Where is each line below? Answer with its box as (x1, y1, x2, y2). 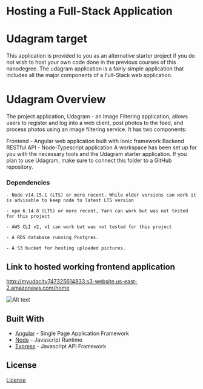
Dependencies (6, 178, 50, 186)
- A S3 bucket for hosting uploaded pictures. (6, 245, 126, 251)
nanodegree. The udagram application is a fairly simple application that (6, 65, 184, 72)
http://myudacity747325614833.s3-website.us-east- (6, 278, 138, 285)
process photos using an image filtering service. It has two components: (6, 126, 187, 133)
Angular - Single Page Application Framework (15, 330, 129, 337)
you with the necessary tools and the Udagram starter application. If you (6, 151, 187, 158)
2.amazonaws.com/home (6, 284, 70, 292)
